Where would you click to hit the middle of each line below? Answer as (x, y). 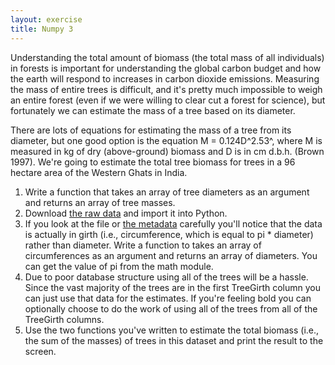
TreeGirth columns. (64, 319)
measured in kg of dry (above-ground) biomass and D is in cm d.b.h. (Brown (167, 151)
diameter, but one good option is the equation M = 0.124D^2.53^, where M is (166, 140)
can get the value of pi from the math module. (119, 266)
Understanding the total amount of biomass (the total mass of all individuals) (167, 57)
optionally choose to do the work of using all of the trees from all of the (171, 308)
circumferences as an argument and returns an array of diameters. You (171, 255)
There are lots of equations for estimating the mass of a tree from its (151, 130)
